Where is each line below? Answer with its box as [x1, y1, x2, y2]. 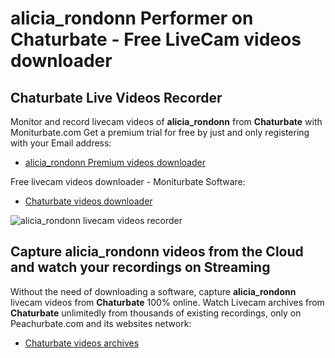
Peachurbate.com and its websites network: [10, 317, 192, 329]
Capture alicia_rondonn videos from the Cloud [10, 243, 304, 261]
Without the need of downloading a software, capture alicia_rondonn [10, 285, 297, 297]
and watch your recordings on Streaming [10, 259, 271, 276]
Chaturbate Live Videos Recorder [10, 89, 223, 106]
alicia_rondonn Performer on [10, 7, 254, 30]
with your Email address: [10, 137, 112, 149]
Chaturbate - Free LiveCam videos [10, 28, 302, 51]
